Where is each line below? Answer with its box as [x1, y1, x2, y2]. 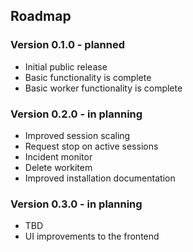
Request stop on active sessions [24, 140, 159, 152]
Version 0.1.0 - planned [10, 38, 125, 52]
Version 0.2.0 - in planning [10, 107, 143, 121]
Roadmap [10, 8, 72, 25]
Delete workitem [24, 161, 93, 173]
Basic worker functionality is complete [24, 82, 183, 94]
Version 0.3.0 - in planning [10, 197, 143, 211]
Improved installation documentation [24, 172, 176, 184]
